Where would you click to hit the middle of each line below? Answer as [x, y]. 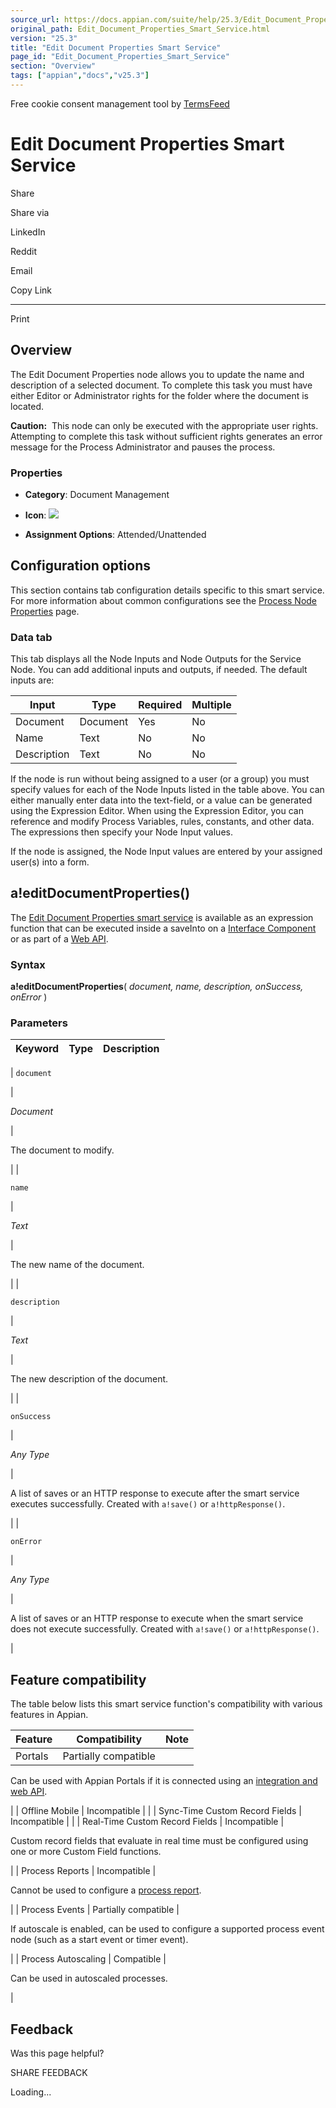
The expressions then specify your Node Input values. [121, 832]
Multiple [211, 705]
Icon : [35, 515]
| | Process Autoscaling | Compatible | [88, 1959]
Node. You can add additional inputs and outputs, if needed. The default [159, 670]
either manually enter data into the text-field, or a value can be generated [161, 800]
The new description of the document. [89, 1379]
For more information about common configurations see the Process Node [164, 600]
